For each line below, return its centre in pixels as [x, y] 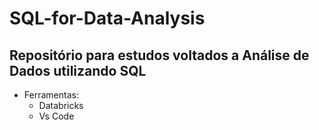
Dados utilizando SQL [78, 70]
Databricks [61, 105]
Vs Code [56, 116]
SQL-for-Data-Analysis [107, 18]
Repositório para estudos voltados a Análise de [159, 55]
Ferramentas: [51, 95]
